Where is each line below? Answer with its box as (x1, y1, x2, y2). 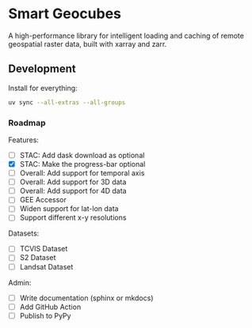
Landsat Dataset (19, 262, 74, 271)
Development (8, 62, 77, 76)
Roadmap (8, 117, 46, 128)
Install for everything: (8, 83, 78, 92)
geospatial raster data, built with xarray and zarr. (8, 39, 167, 48)
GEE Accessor (19, 195, 67, 205)
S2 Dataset (19, 253, 56, 262)
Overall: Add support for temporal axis (19, 168, 145, 178)
